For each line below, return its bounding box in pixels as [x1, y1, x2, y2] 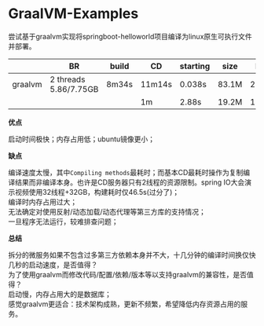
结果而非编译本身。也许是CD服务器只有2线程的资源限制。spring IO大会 [14, 178, 245, 187]
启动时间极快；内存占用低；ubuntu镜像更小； [8, 134, 156, 144]
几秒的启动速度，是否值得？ [8, 260, 98, 269]
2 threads [49, 74, 86, 85]
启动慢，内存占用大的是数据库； [8, 289, 112, 299]
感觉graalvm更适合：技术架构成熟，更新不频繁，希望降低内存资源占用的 [8, 299, 241, 309]
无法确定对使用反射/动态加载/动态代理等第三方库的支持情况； [8, 207, 207, 216]
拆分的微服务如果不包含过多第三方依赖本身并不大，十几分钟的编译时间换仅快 [8, 250, 256, 259]
